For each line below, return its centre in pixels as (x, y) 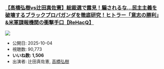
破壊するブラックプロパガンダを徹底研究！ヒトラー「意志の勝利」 (82, 15)
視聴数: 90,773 (27, 49)
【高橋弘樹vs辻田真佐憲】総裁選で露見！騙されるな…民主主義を (81, 7)
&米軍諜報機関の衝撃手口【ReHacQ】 (50, 22)
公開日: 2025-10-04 (32, 43)
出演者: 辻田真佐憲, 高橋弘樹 (41, 62)
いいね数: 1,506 (28, 55)
